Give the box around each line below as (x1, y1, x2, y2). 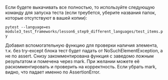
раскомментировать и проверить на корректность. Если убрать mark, (5, 64, 157, 69)
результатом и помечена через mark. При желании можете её (5, 58, 140, 64)
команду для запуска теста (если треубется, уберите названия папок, (5, 10, 156, 16)
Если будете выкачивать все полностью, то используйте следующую (5, 5, 155, 10)
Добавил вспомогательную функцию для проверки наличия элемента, (5, 42, 158, 48)
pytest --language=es (5, 25, 51, 30)
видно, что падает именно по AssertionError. (5, 69, 101, 75)
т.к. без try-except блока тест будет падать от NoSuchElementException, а (5, 48, 163, 53)
